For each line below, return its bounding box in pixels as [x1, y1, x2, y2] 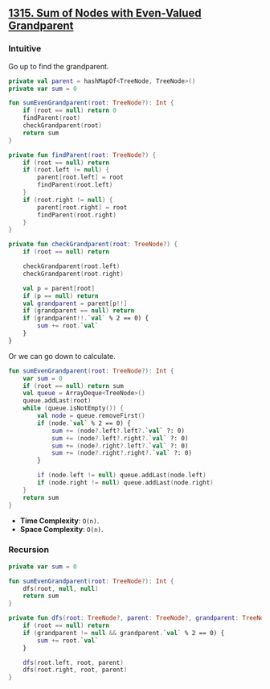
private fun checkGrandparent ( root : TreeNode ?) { [8, 241, 178, 249]
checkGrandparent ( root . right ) [22, 270, 125, 278]
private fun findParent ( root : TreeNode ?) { [8, 151, 157, 159]
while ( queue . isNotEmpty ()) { [22, 404, 125, 413]
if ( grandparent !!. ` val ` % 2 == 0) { [22, 314, 149, 323]
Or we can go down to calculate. [8, 351, 117, 361]
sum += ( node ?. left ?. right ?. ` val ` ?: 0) [51, 434, 189, 442]
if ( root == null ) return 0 [22, 106, 117, 115]
